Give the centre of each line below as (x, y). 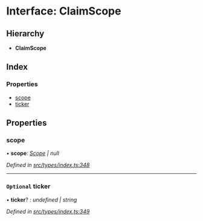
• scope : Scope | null (33, 153)
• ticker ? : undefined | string (42, 200)
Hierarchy (25, 34)
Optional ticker (28, 186)
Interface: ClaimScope (64, 11)
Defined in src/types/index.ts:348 (48, 165)
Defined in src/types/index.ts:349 (48, 211)
